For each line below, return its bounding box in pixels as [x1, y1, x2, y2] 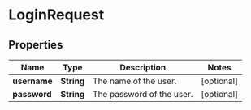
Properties [8, 38, 63, 52]
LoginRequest [8, 6, 105, 24]
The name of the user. [92, 75, 177, 87]
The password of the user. [92, 89, 193, 99]
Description [119, 62, 167, 73]
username [12, 75, 53, 87]
